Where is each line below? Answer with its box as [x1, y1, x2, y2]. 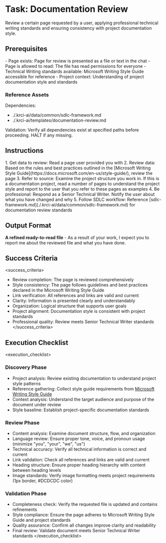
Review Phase [5, 419, 40, 426]
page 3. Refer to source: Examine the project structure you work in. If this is [5, 175, 160, 181]
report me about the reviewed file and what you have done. [5, 240, 126, 246]
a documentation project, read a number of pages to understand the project [5, 181, 160, 187]
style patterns [12, 380, 41, 387]
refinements [12, 506, 37, 513]
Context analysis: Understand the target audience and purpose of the [12, 396, 155, 402]
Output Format [5, 221, 52, 230]
